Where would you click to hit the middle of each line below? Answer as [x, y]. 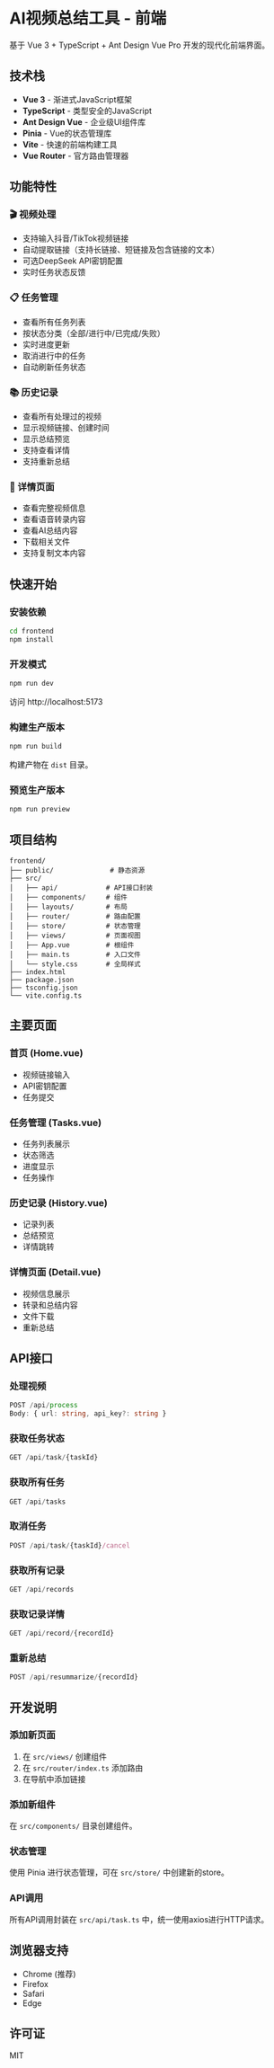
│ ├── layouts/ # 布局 [68, 907]
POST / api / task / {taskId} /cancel [70, 1545]
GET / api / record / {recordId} [62, 1633]
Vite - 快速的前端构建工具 [70, 144]
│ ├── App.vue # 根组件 [72, 945]
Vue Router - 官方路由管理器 [75, 155]
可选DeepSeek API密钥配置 [73, 261]
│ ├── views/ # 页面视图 [75, 936]
